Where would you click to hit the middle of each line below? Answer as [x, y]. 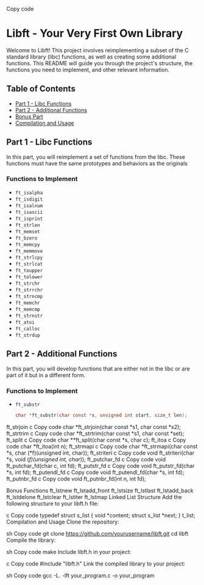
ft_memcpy [28, 244]
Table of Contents [41, 89]
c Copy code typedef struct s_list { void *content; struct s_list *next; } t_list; [101, 515]
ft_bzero [26, 238]
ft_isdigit [29, 199]
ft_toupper [29, 271]
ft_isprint [29, 219]
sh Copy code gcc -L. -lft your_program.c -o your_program [80, 575]
